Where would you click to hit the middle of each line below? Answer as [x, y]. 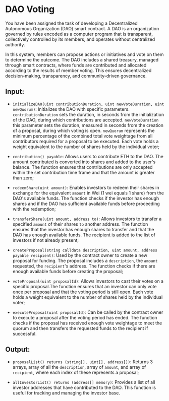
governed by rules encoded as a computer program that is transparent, [79, 34]
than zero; [23, 178]
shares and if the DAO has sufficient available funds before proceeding [86, 204]
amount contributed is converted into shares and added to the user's [84, 162]
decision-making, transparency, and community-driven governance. [76, 76]
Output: [18, 349]
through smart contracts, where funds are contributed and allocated [76, 65]
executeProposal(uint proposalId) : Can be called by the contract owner [88, 312]
